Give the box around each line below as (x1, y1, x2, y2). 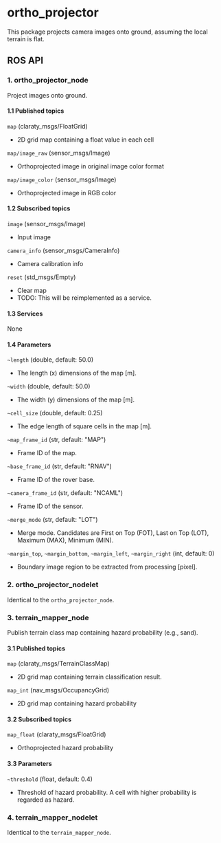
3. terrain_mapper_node (7, 613, 89, 622)
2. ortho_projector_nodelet (7, 580, 99, 589)
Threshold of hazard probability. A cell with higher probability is (16, 788, 197, 796)
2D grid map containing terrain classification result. (16, 672, 163, 681)
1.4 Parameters (7, 340, 51, 349)
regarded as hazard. (16, 796, 75, 804)
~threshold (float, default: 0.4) (7, 775, 93, 783)
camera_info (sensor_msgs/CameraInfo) (7, 246, 120, 255)
